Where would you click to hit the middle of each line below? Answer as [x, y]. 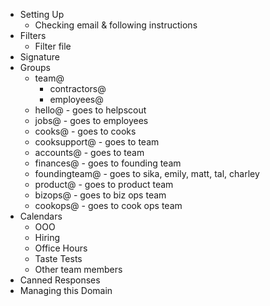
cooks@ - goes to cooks [85, 131]
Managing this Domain [66, 290]
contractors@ [78, 88]
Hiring [47, 237]
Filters [33, 35]
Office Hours [61, 248]
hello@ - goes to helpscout [90, 110]
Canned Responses [60, 280]
